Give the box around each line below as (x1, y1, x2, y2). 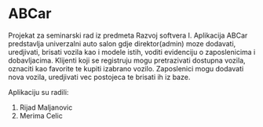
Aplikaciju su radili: (8, 87, 69, 96)
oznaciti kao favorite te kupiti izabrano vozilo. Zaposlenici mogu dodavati (8, 63, 244, 73)
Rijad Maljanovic (19, 103, 73, 112)
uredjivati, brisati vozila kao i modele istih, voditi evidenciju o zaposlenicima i (8, 47, 256, 56)
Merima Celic (19, 111, 63, 120)
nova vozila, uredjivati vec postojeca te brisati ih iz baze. (8, 72, 191, 82)
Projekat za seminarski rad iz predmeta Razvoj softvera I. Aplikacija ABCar (8, 31, 248, 40)
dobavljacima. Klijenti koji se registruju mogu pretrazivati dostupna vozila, (8, 56, 246, 65)
